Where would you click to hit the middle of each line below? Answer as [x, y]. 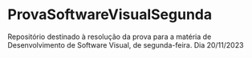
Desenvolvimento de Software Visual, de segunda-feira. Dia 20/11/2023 [126, 44]
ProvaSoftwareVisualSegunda [110, 15]
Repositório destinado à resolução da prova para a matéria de [110, 37]
